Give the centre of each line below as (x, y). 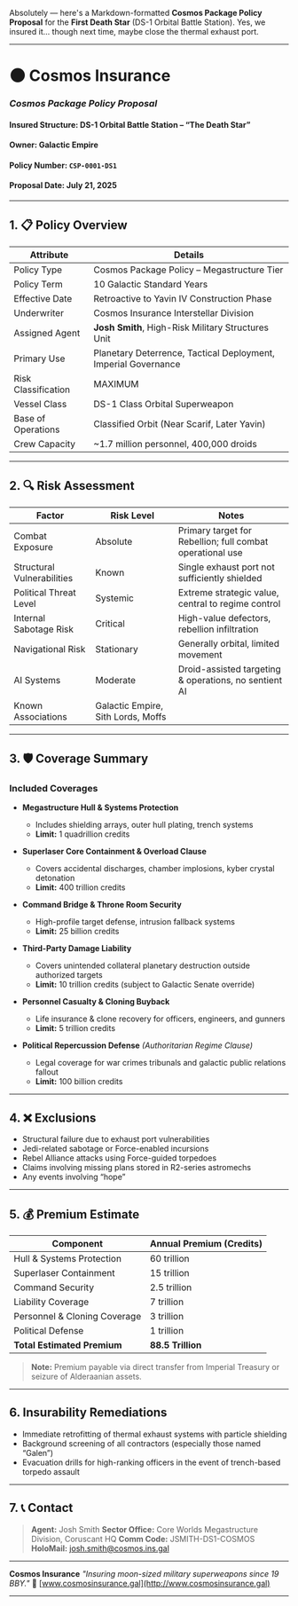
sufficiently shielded (220, 578)
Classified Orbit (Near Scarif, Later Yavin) (180, 423)
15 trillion (169, 1273)
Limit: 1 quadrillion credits (82, 834)
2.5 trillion (171, 1287)
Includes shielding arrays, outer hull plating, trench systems (144, 825)
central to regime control (229, 603)
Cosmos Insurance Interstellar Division (174, 312)
